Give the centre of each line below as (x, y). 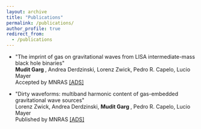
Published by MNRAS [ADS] (49, 119)
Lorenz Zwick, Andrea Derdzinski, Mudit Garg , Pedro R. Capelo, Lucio (103, 106)
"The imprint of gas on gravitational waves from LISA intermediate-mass (105, 57)
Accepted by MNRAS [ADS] (49, 82)
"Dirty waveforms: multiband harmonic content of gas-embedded (97, 94)
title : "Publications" (35, 17)
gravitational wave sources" (49, 100)
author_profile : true (33, 28)
